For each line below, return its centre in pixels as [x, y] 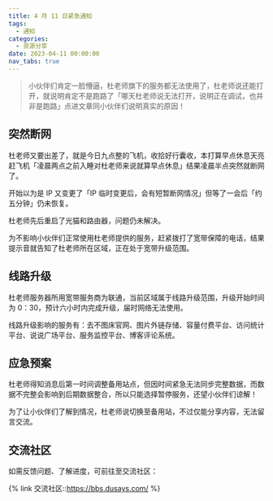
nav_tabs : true [34, 62]
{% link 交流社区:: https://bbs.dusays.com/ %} [84, 489]
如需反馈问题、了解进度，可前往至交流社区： [83, 471]
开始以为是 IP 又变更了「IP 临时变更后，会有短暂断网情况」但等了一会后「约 [135, 193]
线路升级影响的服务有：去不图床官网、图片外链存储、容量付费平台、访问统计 [136, 325]
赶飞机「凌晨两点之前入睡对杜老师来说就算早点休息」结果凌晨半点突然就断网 [136, 165]
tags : [17, 24]
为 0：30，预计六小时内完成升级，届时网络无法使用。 [98, 307]
